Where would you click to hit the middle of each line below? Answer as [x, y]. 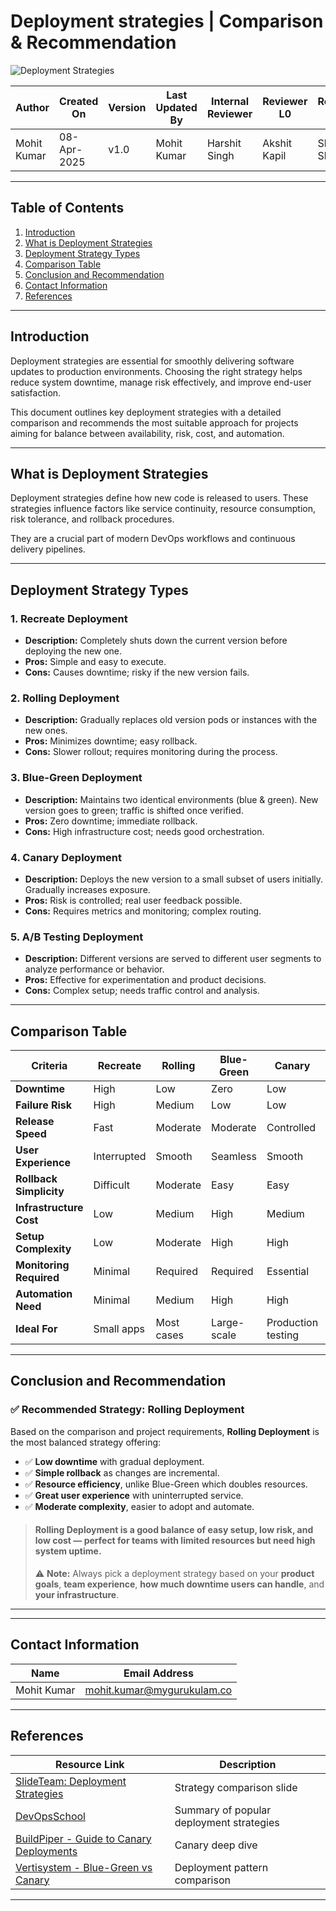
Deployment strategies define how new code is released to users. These [159, 498]
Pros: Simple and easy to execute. [95, 662]
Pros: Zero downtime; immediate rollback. [111, 821]
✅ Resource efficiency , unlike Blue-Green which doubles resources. [166, 1484]
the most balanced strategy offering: [86, 1442]
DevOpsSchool [50, 1816]
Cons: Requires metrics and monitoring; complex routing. [143, 911]
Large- [228, 1323]
